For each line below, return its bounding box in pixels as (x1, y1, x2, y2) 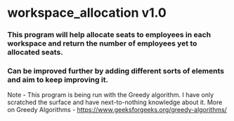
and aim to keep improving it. (7, 75, 109, 85)
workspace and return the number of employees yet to (7, 38, 197, 48)
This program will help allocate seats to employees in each (7, 30, 212, 40)
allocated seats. (7, 48, 63, 57)
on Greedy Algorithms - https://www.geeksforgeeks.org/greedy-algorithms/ (7, 106, 227, 114)
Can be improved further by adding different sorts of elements (7, 66, 225, 76)
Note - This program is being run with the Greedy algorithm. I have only (7, 91, 214, 99)
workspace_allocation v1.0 (7, 5, 167, 21)
